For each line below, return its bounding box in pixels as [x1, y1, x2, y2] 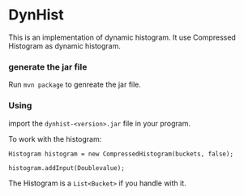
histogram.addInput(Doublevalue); [8, 164, 126, 172]
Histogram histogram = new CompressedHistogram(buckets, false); [8, 150, 233, 158]
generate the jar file [8, 61, 88, 72]
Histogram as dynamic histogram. [8, 40, 122, 50]
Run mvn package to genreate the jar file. [8, 79, 142, 90]
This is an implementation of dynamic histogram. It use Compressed [8, 32, 237, 42]
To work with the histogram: [8, 134, 102, 143]
